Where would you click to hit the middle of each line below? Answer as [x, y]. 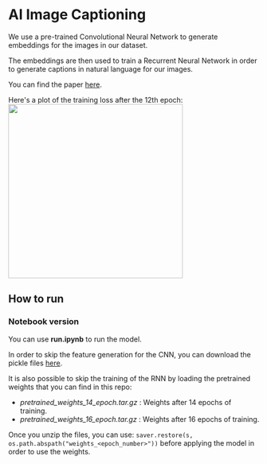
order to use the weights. [49, 451]
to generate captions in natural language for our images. [101, 68]
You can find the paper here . [55, 84]
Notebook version [44, 322]
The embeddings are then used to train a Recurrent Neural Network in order [133, 60]
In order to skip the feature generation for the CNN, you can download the [130, 354]
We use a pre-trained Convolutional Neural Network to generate [113, 37]
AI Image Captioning [77, 15]
